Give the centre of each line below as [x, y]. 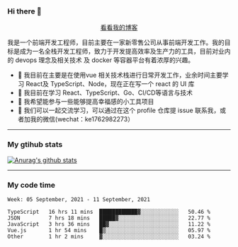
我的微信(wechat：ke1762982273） [82, 119]
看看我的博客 [119, 28]
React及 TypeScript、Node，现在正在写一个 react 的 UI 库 [110, 84]
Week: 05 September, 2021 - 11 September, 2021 [79, 199]
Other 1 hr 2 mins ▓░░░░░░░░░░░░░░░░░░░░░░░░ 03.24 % [109, 236]
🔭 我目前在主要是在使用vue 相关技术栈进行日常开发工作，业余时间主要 [120, 75]
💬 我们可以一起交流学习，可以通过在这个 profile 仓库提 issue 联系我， [119, 110]
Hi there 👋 [25, 11]
